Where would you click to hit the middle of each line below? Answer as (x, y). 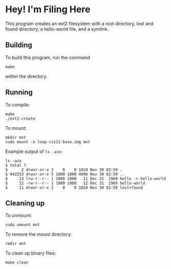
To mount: (16, 128)
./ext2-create (20, 119)
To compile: (18, 105)
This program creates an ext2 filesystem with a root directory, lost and (79, 24)
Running (19, 92)
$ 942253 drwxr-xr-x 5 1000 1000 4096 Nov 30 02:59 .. (65, 174)
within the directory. (26, 76)
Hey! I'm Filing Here (48, 9)
